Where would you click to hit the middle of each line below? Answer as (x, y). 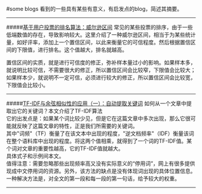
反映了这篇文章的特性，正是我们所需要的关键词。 (77, 126)
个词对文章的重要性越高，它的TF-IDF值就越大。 (65, 148)
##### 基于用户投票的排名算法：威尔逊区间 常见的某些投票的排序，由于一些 (100, 27)
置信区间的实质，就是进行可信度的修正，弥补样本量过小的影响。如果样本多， (101, 62)
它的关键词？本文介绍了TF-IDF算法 (60, 111)
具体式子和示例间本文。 (35, 156)
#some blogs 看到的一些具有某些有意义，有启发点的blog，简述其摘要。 (94, 9)
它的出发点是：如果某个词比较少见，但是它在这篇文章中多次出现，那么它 (96, 118)
